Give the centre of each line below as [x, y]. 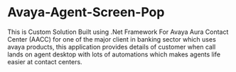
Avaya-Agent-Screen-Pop [86, 12]
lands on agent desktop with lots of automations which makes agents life [114, 54]
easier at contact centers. [45, 61]
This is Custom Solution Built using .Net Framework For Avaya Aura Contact [118, 32]
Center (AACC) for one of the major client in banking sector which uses [112, 39]
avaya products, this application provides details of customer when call [112, 47]
